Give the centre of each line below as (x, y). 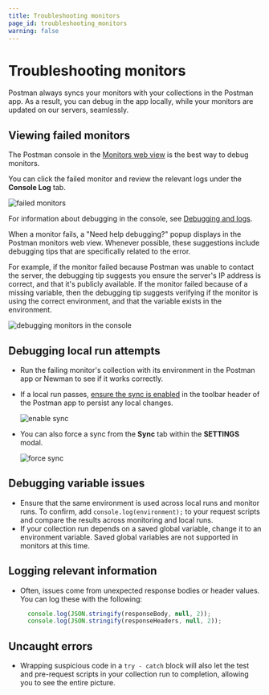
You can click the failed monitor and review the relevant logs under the (125, 179)
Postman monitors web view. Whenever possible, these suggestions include (134, 243)
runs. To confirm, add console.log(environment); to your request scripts (140, 511)
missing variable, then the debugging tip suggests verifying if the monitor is (133, 293)
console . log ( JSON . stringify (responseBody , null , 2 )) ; (119, 614)
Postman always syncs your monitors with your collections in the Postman (131, 93)
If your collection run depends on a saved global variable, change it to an (141, 528)
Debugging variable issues (77, 484)
